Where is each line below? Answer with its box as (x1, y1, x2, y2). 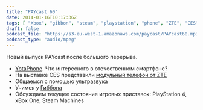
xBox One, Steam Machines (14, 97, 85, 104)
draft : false (6, 25, 39, 32)
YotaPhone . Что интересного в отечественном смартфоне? (14, 65, 168, 72)
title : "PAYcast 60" (6, 8, 59, 15)
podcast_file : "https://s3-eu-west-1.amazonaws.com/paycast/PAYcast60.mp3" (6, 31, 201, 37)
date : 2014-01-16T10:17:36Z (6, 14, 77, 20)
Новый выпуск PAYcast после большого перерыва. (6, 53, 138, 60)
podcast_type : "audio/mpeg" (6, 37, 77, 43)
